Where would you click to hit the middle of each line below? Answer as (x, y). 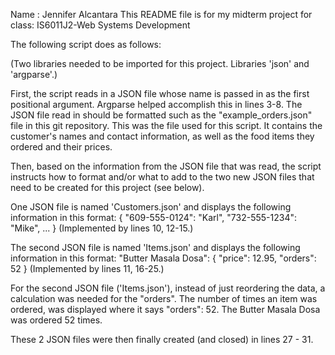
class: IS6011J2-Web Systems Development (100, 25)
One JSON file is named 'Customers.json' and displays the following (151, 207)
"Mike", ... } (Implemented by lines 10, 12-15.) (102, 228)
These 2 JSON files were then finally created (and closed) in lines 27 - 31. (162, 339)
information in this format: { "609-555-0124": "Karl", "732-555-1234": (154, 217)
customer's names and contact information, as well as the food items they (162, 136)
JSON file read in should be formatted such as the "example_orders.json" (161, 115)
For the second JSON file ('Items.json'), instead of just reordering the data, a (168, 288)
